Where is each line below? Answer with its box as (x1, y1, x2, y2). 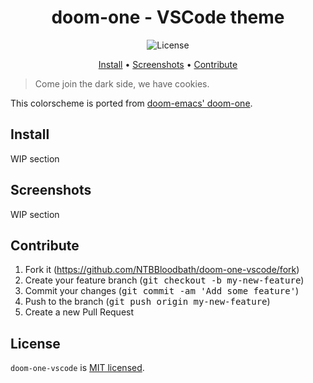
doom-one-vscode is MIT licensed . (10, 362, 145, 374)
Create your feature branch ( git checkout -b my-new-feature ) (24, 274, 305, 286)
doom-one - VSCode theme (51, 6, 285, 29)
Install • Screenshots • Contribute (98, 58, 238, 70)
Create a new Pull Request (24, 306, 135, 318)
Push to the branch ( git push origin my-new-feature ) (24, 296, 271, 308)
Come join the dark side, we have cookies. (34, 77, 210, 90)
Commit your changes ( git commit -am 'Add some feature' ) (24, 285, 300, 297)
